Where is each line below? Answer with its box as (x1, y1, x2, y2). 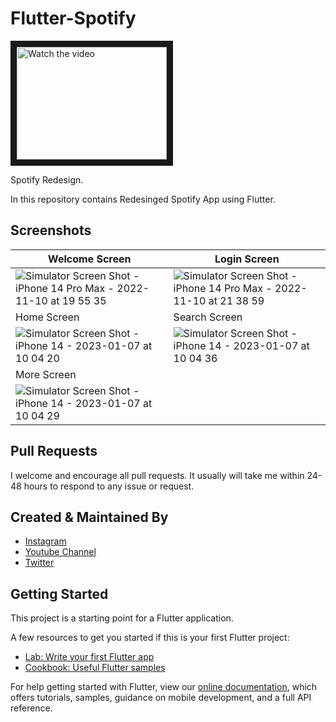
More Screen (15, 367, 77, 381)
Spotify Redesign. (10, 173, 84, 186)
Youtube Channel (24, 546, 97, 558)
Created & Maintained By (10, 508, 169, 526)
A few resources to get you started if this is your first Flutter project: (10, 632, 290, 644)
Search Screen (173, 310, 243, 324)
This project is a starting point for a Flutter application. (10, 612, 234, 624)
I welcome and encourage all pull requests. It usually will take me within (10, 469, 305, 481)
